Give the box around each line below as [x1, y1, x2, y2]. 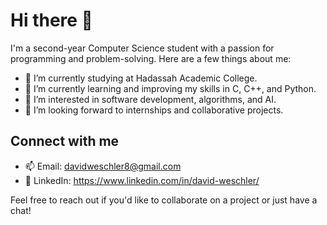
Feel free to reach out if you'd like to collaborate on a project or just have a [10, 194, 318, 206]
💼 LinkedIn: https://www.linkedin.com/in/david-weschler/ [24, 174, 260, 186]
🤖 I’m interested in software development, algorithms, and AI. [24, 93, 277, 105]
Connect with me [10, 133, 120, 150]
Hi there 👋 [10, 9, 93, 32]
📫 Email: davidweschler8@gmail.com [24, 160, 182, 172]
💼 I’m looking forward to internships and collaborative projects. [24, 104, 284, 116]
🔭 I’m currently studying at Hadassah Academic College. [24, 72, 258, 84]
